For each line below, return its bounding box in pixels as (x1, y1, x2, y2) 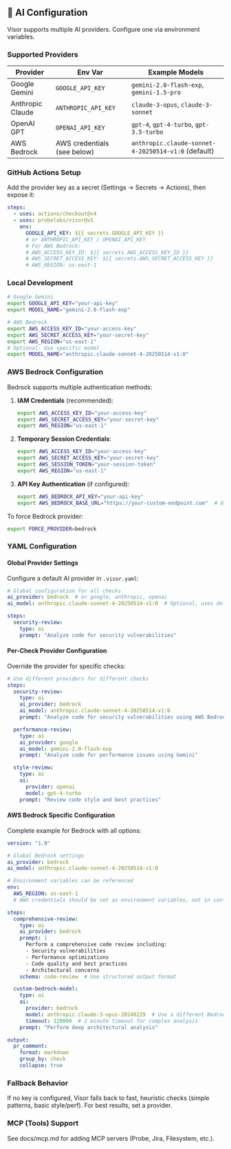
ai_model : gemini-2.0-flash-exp (19, 745, 112, 752)
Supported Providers (7, 50, 79, 59)
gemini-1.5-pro (131, 89, 181, 96)
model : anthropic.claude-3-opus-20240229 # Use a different (25, 1011, 205, 1018)
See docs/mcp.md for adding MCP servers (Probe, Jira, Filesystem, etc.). (7, 1134, 215, 1142)
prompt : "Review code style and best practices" (19, 796, 162, 803)
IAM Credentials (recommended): (16, 396, 114, 404)
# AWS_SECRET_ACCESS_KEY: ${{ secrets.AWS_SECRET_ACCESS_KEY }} (25, 256, 214, 262)
